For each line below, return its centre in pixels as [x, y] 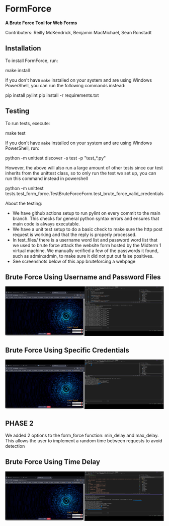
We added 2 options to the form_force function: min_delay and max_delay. [82, 435]
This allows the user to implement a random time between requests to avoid [84, 441]
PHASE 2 [19, 423]
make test [16, 133]
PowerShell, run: [22, 148]
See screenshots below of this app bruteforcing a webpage [74, 261]
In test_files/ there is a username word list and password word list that [85, 240]
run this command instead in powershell [47, 178]
